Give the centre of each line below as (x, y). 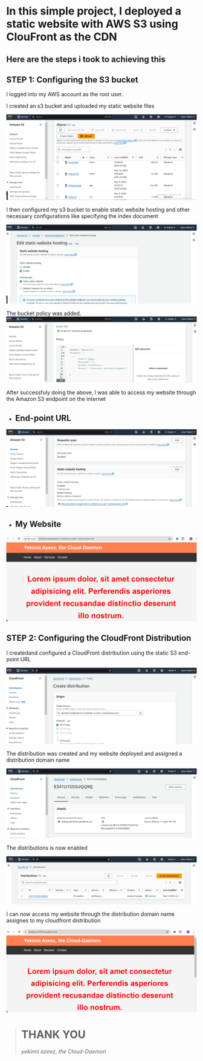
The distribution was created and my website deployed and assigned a (94, 753)
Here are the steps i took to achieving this (86, 59)
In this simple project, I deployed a (94, 11)
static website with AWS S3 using (92, 24)
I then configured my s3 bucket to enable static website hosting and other (98, 210)
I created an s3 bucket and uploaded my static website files (80, 106)
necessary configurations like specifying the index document (82, 216)
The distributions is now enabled (47, 848)
